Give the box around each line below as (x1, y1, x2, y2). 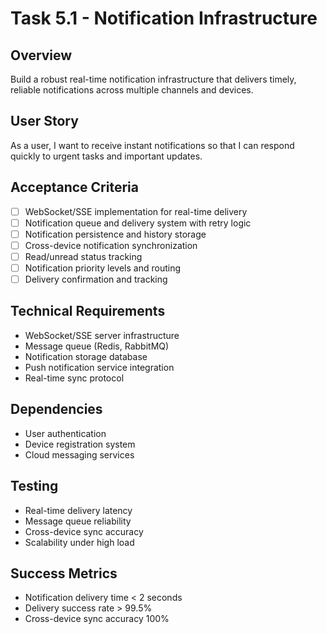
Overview (10, 47, 73, 64)
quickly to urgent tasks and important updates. (10, 150, 203, 162)
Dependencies (10, 401, 103, 418)
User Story (10, 113, 79, 130)
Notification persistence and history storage (24, 228, 207, 240)
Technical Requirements (10, 303, 166, 320)
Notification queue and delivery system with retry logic (24, 217, 252, 229)
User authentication (24, 427, 107, 439)
